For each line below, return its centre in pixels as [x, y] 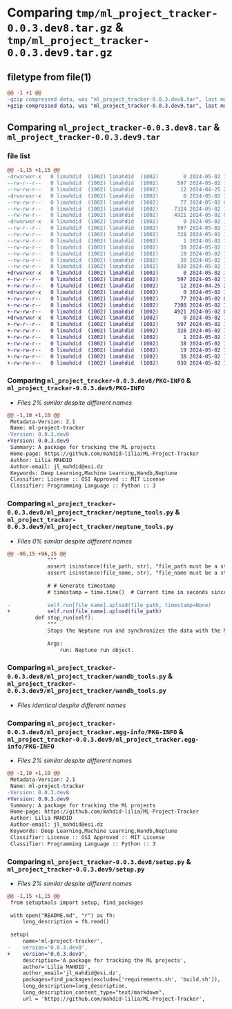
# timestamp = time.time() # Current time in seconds [128, 592]
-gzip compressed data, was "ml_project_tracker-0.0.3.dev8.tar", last [112, 99]
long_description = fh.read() [66, 922]
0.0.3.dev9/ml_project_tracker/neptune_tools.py [90, 527]
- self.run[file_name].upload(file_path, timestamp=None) [109, 605]
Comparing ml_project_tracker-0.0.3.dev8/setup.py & [99, 861]
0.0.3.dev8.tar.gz [60, 29]
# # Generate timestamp [81, 586]
